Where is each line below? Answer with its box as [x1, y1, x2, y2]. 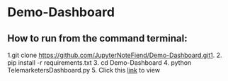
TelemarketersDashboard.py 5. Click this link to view [7, 66, 161, 74]
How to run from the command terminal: [7, 32, 188, 44]
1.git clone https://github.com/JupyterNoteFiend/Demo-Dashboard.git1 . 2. [7, 51, 222, 59]
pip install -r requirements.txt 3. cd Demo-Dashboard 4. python [7, 58, 192, 67]
